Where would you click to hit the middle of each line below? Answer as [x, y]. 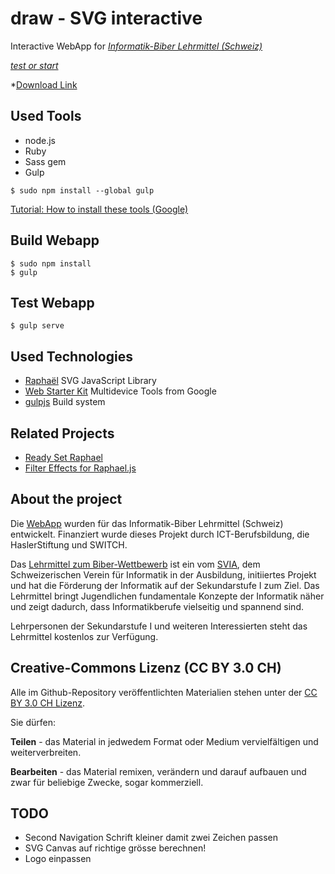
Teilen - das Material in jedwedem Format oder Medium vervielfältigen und [164, 741]
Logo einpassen [58, 859]
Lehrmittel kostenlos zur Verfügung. [84, 636]
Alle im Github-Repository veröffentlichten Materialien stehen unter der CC [164, 692]
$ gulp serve [37, 326]
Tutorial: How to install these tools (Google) [99, 209]
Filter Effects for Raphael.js [80, 468]
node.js [40, 140]
